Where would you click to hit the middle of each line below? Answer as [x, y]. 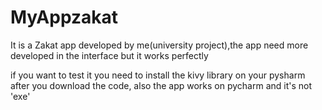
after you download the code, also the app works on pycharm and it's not [161, 85]
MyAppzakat [64, 17]
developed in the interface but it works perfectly [109, 55]
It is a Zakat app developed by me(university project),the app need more [159, 45]
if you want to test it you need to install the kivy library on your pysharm [158, 75]
